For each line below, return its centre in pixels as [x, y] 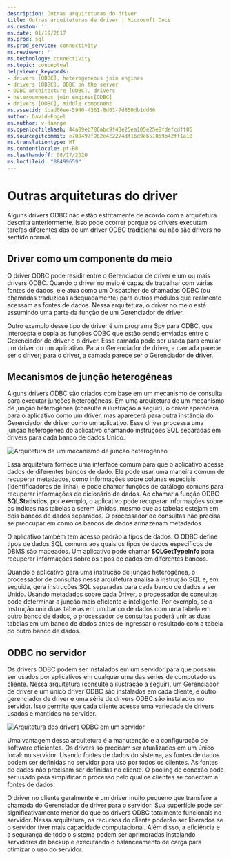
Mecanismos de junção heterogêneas [90, 377]
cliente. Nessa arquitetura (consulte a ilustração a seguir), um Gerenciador [113, 684]
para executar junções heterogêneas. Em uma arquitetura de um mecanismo [116, 401]
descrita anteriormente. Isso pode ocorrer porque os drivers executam [108, 222]
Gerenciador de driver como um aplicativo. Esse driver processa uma [106, 423]
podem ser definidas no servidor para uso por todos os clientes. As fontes [113, 763]
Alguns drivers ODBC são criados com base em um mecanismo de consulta [115, 394]
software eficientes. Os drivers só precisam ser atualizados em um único [111, 748]
